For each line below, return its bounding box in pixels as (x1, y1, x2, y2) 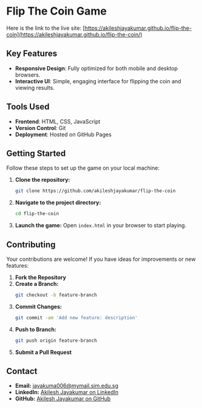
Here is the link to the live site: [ (6, 24, 85, 32)
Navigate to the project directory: (15, 199, 101, 206)
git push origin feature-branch (15, 337, 97, 344)
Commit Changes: (15, 303, 62, 310)
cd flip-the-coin (15, 211, 59, 217)
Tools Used (6, 102, 50, 112)
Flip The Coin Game (6, 4, 107, 18)
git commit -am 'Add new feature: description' (15, 314, 138, 320)
